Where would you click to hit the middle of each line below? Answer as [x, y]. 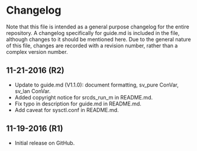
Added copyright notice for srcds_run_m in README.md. [83, 97]
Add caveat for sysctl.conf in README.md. [67, 110]
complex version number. [37, 52]
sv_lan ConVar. [33, 91]
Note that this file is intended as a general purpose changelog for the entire [98, 27]
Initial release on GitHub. [45, 143]
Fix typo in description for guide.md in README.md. [78, 104]
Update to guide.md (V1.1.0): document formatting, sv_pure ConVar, [96, 85]
